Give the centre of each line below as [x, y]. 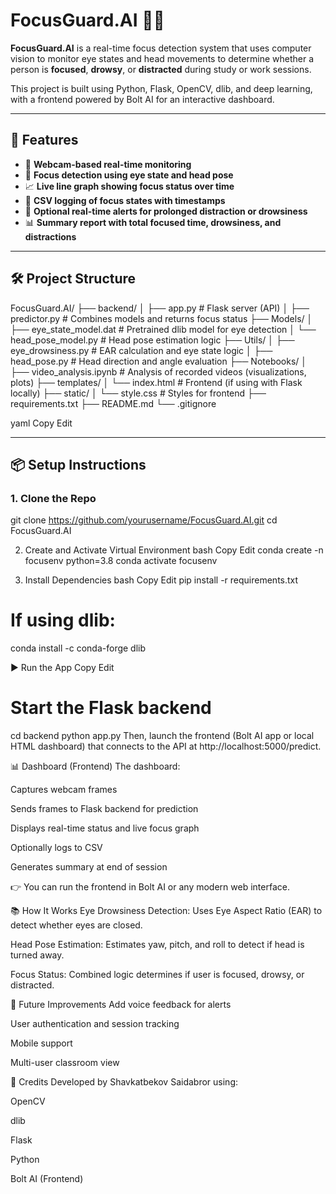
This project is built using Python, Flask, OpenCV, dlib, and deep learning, [161, 88]
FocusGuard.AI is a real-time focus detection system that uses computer [161, 48]
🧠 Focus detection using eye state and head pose [129, 175]
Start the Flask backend [111, 708]
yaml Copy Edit [41, 423]
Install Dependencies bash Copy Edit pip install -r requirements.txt [161, 580]
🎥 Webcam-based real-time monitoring [108, 164]
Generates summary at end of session [89, 867]
